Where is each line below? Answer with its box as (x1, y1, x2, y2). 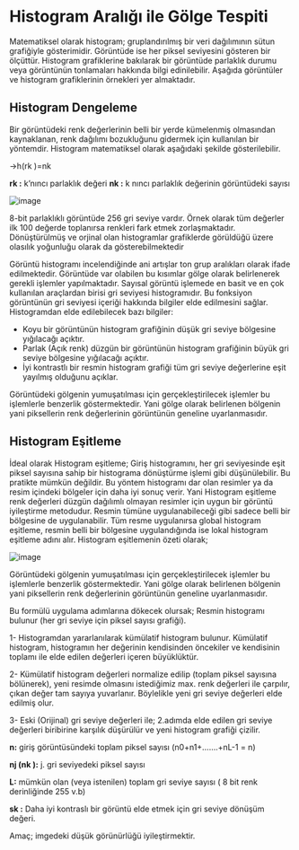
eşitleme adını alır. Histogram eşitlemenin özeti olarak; (9, 534, 208, 545)
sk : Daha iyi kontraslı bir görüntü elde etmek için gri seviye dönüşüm (9, 803, 265, 814)
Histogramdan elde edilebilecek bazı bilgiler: (9, 306, 173, 317)
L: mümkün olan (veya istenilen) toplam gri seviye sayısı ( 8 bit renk (9, 776, 259, 787)
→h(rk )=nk (9, 160, 52, 171)
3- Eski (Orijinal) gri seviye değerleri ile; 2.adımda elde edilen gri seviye (9, 714, 273, 725)
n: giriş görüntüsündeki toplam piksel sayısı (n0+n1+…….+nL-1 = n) (9, 741, 256, 752)
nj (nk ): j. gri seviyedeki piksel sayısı (9, 758, 145, 769)
